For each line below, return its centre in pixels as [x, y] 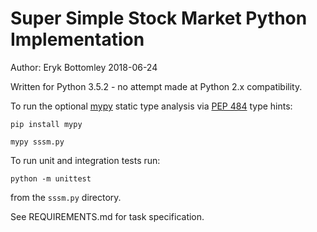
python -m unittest [51, 178]
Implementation [77, 39]
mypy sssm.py [37, 142]
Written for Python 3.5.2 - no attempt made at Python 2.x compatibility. [156, 86]
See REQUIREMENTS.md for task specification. [107, 216]
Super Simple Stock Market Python [159, 18]
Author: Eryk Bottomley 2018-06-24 [84, 67]
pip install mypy [46, 124]
